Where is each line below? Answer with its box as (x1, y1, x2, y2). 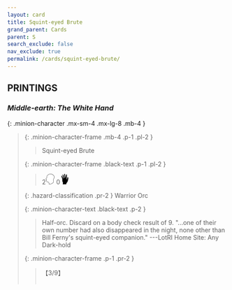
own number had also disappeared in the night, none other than (41, 226, 226, 234)
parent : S (7, 34, 36, 41)
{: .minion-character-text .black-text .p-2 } (24, 205, 147, 213)
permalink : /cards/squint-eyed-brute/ (7, 56, 120, 63)
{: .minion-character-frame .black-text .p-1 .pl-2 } (24, 159, 166, 168)
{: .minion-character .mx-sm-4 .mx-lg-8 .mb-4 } (7, 119, 145, 127)
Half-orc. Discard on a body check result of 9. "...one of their (41, 218, 217, 226)
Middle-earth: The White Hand (7, 103, 114, 113)
